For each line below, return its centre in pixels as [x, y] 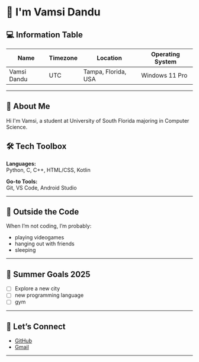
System [165, 62]
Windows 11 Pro [164, 75]
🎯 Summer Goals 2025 [48, 274]
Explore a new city [37, 289]
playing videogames [39, 238]
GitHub [23, 341]
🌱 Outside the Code [43, 212]
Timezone [63, 58]
